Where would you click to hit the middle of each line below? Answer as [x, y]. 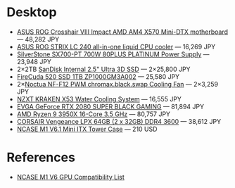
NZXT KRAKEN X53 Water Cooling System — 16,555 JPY [99, 99]
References [41, 157]
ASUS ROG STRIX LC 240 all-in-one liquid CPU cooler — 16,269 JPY [116, 46]
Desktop [32, 12]
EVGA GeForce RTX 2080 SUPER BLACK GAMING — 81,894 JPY [110, 106]
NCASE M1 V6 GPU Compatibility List [70, 177]
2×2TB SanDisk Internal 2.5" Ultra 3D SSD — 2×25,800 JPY [103, 69]
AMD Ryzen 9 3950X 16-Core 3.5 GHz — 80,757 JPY [93, 114]
